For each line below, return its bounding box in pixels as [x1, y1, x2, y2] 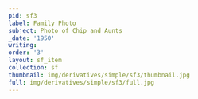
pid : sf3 [8, 11, 37, 20]
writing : [8, 42, 37, 49]
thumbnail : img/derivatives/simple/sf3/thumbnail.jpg [8, 71, 191, 79]
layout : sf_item [8, 57, 62, 65]
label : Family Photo [8, 19, 77, 27]
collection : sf [8, 64, 59, 72]
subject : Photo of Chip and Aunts [8, 26, 123, 34]
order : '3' [8, 49, 45, 57]
